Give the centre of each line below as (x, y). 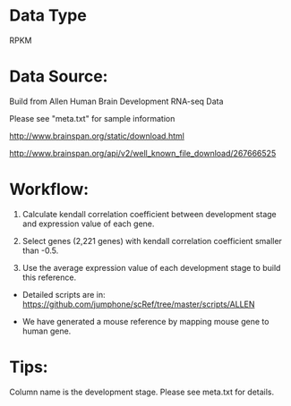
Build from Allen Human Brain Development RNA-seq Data (116, 101)
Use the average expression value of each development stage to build (151, 267)
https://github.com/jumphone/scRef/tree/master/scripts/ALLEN (138, 304)
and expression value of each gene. (88, 224)
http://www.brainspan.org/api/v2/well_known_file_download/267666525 (143, 153)
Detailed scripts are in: (64, 294)
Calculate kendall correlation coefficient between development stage (150, 214)
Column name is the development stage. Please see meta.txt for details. (142, 392)
